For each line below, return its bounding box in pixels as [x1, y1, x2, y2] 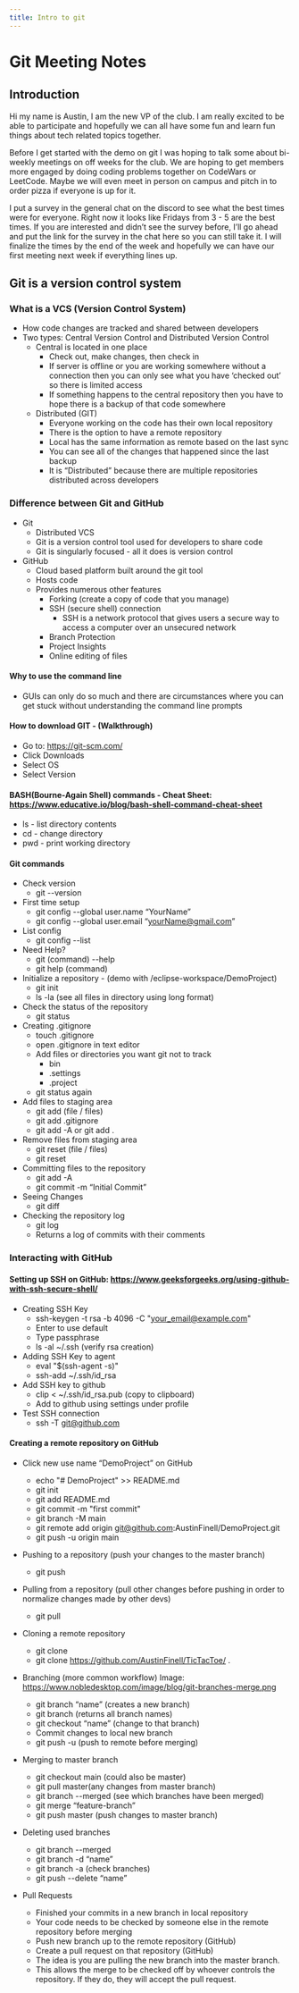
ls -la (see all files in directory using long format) [35, 992, 214, 1003]
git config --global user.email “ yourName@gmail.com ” [35, 916, 236, 927]
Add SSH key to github [21, 1379, 106, 1390]
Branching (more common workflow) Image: [21, 1672, 185, 1683]
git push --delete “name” [35, 1872, 128, 1883]
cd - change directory [21, 828, 104, 839]
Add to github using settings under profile [35, 1398, 189, 1409]
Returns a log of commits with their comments [35, 1230, 205, 1240]
